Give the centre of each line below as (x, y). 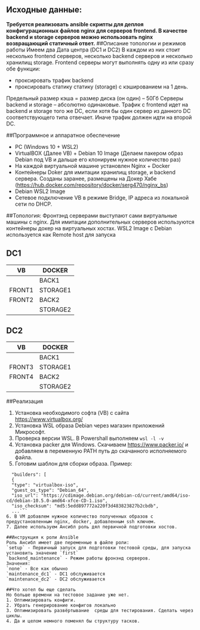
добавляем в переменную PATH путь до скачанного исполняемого (101, 451)
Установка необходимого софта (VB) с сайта (72, 413)
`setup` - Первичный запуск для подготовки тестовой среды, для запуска (99, 548)
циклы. (14, 616)
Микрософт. (30, 432)
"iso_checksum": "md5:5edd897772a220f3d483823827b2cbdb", (85, 506)
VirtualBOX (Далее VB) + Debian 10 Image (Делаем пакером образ (99, 153)
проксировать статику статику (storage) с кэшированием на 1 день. (101, 87)
